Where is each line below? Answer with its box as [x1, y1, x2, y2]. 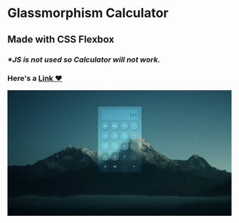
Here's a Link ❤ [7, 73, 63, 83]
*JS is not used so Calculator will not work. [7, 55, 161, 65]
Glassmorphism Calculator [7, 5, 169, 21]
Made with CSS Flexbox [7, 33, 115, 45]
